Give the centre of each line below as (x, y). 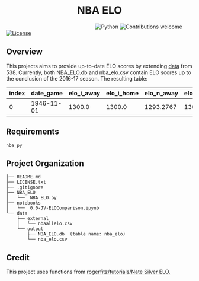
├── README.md (24, 177)
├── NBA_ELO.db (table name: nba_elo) (77, 234)
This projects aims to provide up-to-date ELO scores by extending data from (99, 66)
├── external (33, 219)
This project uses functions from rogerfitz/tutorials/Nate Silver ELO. (88, 272)
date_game (47, 93)
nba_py (14, 145)
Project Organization (45, 163)
